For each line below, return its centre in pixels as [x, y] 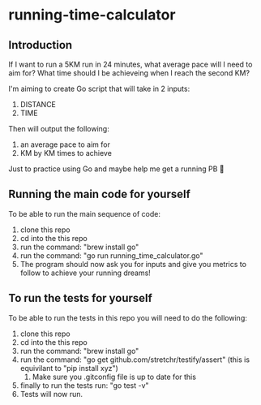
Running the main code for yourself [99, 194]
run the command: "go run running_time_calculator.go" [112, 255]
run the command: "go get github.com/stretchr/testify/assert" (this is [135, 360]
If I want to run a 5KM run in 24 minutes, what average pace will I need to [130, 64]
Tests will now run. [51, 394]
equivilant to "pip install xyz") [69, 368]
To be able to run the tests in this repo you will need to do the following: [128, 317]
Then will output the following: [59, 129]
